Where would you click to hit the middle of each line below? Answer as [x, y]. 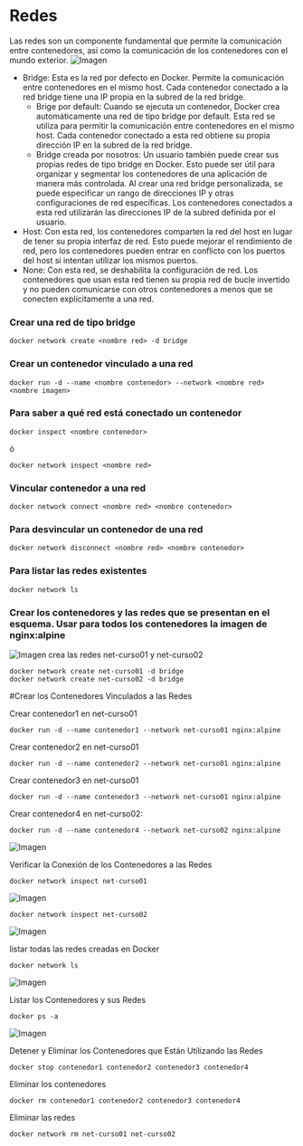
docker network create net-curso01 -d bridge [96, 672]
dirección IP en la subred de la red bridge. [114, 145]
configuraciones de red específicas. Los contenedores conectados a [164, 202]
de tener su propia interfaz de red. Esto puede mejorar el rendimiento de [157, 241]
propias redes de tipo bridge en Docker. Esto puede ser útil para [156, 164]
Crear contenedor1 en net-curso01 [73, 714]
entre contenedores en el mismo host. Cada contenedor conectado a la [155, 87]
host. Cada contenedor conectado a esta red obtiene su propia [153, 135]
